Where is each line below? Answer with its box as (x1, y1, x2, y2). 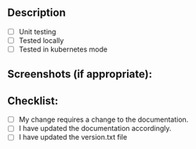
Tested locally (18, 35, 64, 45)
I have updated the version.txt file (18, 133, 128, 142)
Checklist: (7, 94, 59, 108)
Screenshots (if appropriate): (7, 68, 153, 81)
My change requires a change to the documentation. (18, 115, 189, 124)
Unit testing (18, 27, 56, 36)
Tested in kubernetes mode (18, 44, 107, 54)
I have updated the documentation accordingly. (18, 124, 172, 133)
